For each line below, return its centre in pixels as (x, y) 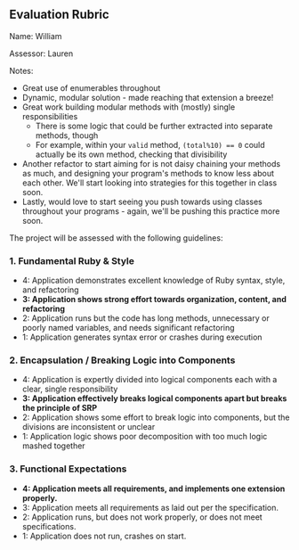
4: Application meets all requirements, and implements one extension (154, 488)
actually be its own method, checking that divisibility (131, 154)
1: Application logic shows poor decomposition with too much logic (145, 437)
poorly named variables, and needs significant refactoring (128, 328)
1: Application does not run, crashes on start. (104, 536)
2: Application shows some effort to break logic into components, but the (156, 417)
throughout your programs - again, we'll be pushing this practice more (151, 211)
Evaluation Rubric (59, 15)
